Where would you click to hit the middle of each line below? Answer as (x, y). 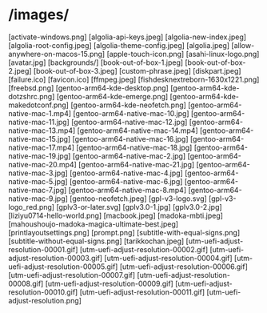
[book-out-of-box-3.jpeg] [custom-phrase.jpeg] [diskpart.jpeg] (137, 70)
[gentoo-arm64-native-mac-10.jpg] (131, 113)
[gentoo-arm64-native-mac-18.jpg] (134, 147)
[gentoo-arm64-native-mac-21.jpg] (137, 164)
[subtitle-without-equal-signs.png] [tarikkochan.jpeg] (96, 241)
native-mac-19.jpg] (40, 156)
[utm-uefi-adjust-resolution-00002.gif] (144, 249)
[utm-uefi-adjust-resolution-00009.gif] (109, 283)
